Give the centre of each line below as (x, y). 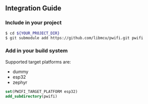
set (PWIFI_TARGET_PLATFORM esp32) (42, 91)
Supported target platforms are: (38, 62)
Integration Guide (33, 8)
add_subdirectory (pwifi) (31, 96)
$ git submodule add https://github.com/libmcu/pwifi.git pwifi (74, 38)
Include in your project (34, 23)
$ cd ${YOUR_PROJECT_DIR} (32, 33)
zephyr (20, 82)
